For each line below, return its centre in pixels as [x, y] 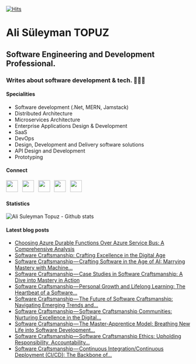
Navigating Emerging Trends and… [56, 305]
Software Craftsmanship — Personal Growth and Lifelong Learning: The [100, 287]
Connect [17, 171]
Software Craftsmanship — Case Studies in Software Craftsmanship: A [99, 274]
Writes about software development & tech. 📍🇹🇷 [76, 80]
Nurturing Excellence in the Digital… [58, 318]
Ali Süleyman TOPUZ [58, 33]
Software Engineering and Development [80, 54]
